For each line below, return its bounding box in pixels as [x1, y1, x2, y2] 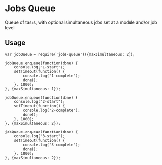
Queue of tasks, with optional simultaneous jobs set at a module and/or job [5, 19, 157, 25]
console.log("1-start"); [14, 65, 65, 69]
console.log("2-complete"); [23, 108, 80, 113]
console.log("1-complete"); [23, 73, 80, 78]
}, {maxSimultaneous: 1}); [5, 86, 61, 91]
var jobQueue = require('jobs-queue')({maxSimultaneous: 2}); [5, 52, 135, 57]
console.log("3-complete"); [23, 142, 80, 147]
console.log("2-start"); [14, 99, 65, 104]
